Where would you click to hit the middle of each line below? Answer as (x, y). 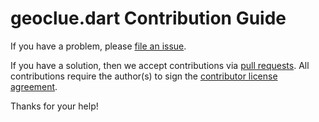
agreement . (34, 86)
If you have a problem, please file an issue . (98, 46)
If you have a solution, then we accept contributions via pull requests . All (160, 65)
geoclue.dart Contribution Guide (148, 18)
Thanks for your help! (54, 106)
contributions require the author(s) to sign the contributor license (144, 76)
